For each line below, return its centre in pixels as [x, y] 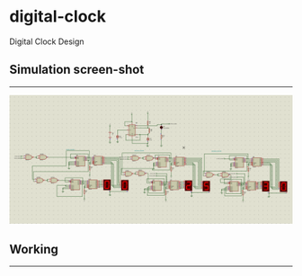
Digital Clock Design [47, 41]
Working [34, 249]
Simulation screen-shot [77, 70]
